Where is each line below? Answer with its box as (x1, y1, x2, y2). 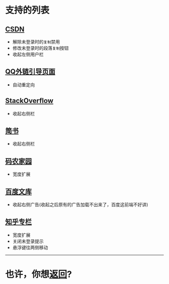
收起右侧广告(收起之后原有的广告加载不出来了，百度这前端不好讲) (12, 202, 148, 208)
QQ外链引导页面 (5, 67, 55, 76)
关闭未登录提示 (12, 238, 44, 244)
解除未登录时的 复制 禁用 (12, 39, 60, 45)
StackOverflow (5, 96, 54, 105)
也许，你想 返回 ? (5, 269, 72, 280)
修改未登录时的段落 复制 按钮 (12, 45, 69, 51)
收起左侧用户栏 (12, 51, 44, 57)
